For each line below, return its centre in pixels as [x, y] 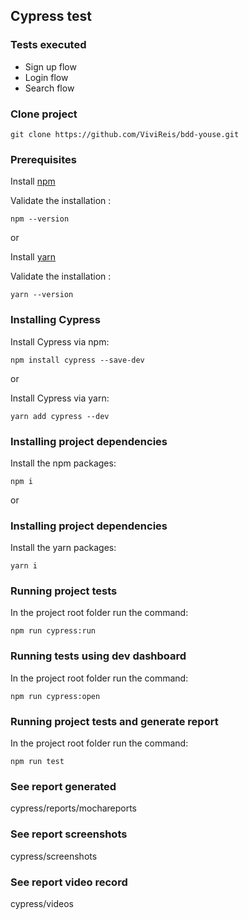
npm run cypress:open [55, 696]
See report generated [63, 786]
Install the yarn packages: [63, 548]
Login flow [46, 77]
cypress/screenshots [54, 856]
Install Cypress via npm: [60, 341]
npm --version [40, 219]
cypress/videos [42, 903]
